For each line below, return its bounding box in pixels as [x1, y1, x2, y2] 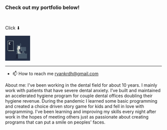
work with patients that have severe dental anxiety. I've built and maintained [5, 88, 161, 94]
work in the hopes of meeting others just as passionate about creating [5, 114, 149, 120]
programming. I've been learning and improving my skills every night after [5, 109, 157, 115]
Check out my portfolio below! [5, 4, 80, 11]
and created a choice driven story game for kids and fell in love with [5, 104, 144, 110]
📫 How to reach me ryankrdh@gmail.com [12, 71, 99, 77]
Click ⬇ [5, 25, 21, 31]
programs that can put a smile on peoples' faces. [5, 119, 106, 126]
